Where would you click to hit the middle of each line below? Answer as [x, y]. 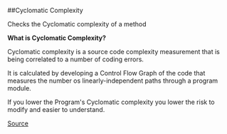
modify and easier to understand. [56, 109]
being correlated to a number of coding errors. [76, 59]
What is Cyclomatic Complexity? [57, 38]
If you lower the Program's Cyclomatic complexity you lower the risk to [111, 102]
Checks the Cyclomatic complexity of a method [77, 24]
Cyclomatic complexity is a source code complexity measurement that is [114, 52]
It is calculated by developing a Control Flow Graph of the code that [106, 73]
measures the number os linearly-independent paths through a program [113, 81]
